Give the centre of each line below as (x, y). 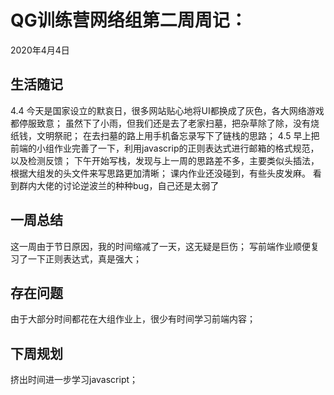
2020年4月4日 (40, 50)
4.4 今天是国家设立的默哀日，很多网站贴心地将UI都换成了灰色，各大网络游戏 (167, 110)
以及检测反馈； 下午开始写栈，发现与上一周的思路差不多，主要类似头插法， (165, 160)
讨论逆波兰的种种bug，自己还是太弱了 (141, 185)
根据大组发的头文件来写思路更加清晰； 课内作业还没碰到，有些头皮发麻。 (160, 173)
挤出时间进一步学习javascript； (74, 380)
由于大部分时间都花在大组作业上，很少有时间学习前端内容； (133, 319)
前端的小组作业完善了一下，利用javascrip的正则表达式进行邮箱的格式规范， (165, 148)
